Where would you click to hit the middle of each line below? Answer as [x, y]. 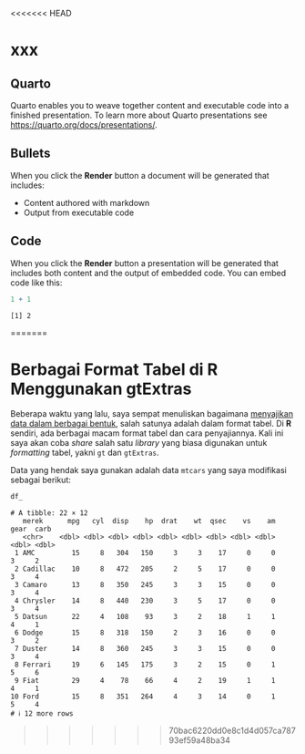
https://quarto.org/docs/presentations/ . [84, 125]
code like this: [36, 283]
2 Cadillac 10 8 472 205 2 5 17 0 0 [145, 569]
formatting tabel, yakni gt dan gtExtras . [85, 453]
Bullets [30, 154]
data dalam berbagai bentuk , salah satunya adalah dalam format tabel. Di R [151, 424]
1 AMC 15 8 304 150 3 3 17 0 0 [145, 553]
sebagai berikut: [41, 480]
